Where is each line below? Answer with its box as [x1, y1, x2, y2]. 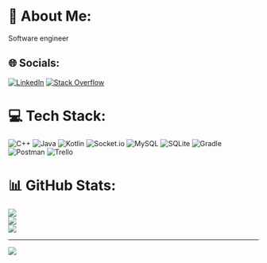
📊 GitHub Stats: [8, 176, 117, 194]
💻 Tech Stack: [8, 106, 106, 125]
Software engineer [8, 33, 69, 43]
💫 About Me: [8, 7, 92, 25]
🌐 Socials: [8, 56, 60, 70]
